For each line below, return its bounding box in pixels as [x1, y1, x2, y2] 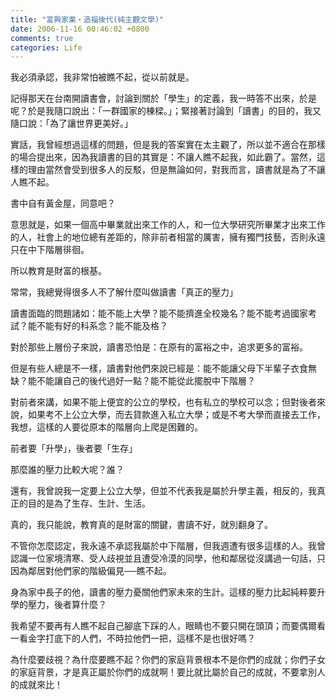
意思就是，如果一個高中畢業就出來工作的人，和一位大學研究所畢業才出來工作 [10, 219, 326, 231]
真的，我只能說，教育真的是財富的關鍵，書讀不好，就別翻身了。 [10, 519, 273, 531]
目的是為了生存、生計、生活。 [27, 497, 151, 510]
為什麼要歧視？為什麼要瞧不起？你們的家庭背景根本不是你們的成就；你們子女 [10, 654, 326, 666]
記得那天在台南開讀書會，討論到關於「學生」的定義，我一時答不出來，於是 [10, 92, 317, 105]
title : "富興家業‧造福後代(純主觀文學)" [10, 14, 165, 25]
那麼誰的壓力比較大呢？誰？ [10, 464, 125, 476]
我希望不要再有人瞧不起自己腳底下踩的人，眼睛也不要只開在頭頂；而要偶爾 [10, 620, 317, 632]
